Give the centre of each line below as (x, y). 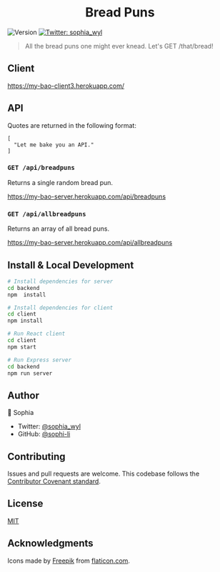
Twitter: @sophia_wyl (49, 426)
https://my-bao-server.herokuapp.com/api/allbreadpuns (90, 243)
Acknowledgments (51, 543)
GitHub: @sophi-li (44, 434)
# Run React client (36, 334)
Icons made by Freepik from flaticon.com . (69, 561)
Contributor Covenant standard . (54, 481)
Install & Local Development (71, 265)
